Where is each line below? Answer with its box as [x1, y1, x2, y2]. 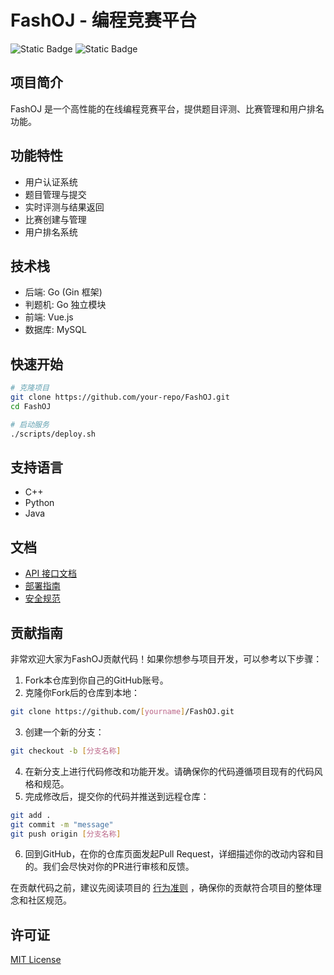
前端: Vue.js [24, 311, 74, 323]
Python [24, 497, 55, 509]
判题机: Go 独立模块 [24, 299, 107, 311]
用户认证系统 [24, 176, 78, 188]
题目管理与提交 [24, 188, 87, 200]
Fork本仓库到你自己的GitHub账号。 [24, 674, 169, 686]
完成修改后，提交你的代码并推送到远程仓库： [24, 790, 210, 802]
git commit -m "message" [10, 819, 114, 830]
